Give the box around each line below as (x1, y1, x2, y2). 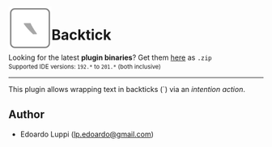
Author (8, 107, 45, 122)
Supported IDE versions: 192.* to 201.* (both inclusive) (8, 62, 161, 70)
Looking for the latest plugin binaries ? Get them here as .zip (8, 52, 212, 62)
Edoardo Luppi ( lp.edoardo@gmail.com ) (19, 129, 154, 139)
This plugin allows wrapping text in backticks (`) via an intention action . (8, 84, 245, 94)
